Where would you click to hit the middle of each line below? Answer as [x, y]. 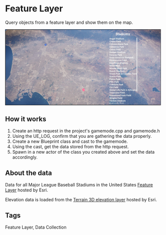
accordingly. [25, 157]
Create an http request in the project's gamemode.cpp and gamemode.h [86, 131]
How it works [26, 119]
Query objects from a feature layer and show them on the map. [69, 22]
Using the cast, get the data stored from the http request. [70, 147]
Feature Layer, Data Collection [36, 227]
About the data [29, 173]
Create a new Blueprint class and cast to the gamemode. [70, 141]
